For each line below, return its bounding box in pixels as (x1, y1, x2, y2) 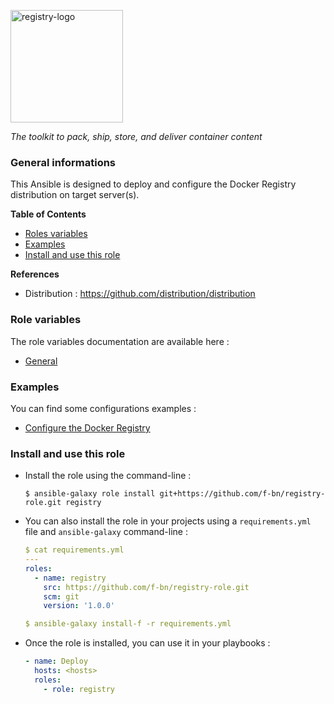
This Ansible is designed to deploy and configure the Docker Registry (10, 178, 297, 190)
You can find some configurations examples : (10, 402, 197, 414)
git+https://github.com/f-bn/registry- (159, 489, 326, 499)
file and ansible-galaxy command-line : (24, 526, 188, 538)
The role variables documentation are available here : (10, 335, 230, 347)
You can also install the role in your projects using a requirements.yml (24, 515, 312, 527)
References (10, 268, 60, 280)
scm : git (43, 591, 80, 602)
